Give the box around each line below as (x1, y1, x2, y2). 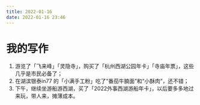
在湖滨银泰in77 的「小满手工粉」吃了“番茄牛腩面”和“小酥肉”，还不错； (14, 78, 189, 85)
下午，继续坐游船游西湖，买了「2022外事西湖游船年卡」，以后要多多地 (14, 85, 189, 92)
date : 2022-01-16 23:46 (6, 14, 66, 20)
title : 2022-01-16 (6, 8, 52, 15)
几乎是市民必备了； (14, 70, 63, 78)
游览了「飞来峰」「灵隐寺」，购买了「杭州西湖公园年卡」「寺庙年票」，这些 (14, 63, 194, 70)
